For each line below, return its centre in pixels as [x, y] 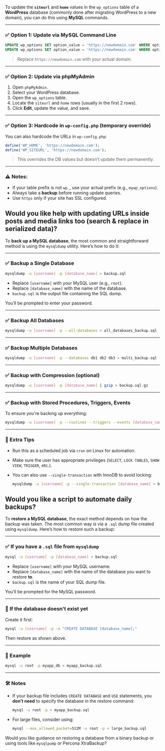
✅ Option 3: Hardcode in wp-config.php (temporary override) [78, 126]
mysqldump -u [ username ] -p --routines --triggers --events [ [70, 423]
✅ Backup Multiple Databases [41, 348]
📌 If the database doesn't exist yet [47, 609]
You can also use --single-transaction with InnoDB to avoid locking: [82, 475]
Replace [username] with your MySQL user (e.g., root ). [67, 283]
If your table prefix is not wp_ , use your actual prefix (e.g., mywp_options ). [85, 187]
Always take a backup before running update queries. [67, 193]
